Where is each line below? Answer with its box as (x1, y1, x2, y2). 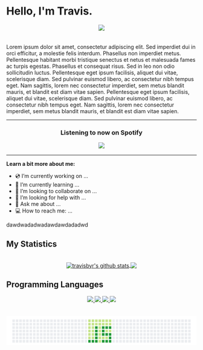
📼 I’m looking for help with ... (14, 194, 86, 201)
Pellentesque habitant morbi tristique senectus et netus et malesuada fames (6, 56, 196, 63)
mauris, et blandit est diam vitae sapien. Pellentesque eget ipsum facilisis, (6, 88, 190, 95)
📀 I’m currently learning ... (14, 181, 80, 188)
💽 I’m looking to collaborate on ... (14, 188, 97, 195)
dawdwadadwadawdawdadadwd (6, 221, 89, 228)
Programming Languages (6, 280, 104, 290)
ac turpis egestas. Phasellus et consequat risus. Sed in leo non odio (6, 62, 175, 70)
